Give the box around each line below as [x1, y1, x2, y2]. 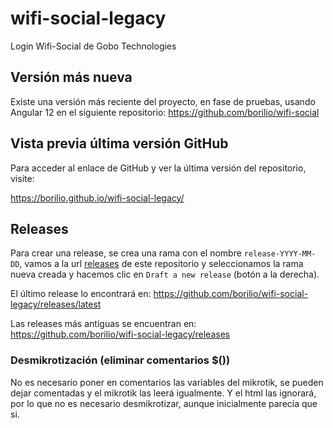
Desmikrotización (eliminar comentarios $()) [10, 353, 231, 367]
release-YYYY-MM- [243, 249, 317, 259]
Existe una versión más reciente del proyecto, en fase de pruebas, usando [10, 95, 316, 107]
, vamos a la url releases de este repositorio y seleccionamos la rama [19, 258, 304, 270]
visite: [10, 172, 35, 184]
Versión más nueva [10, 69, 133, 86]
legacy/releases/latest [10, 298, 102, 311]
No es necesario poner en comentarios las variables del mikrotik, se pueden [10, 376, 324, 388]
